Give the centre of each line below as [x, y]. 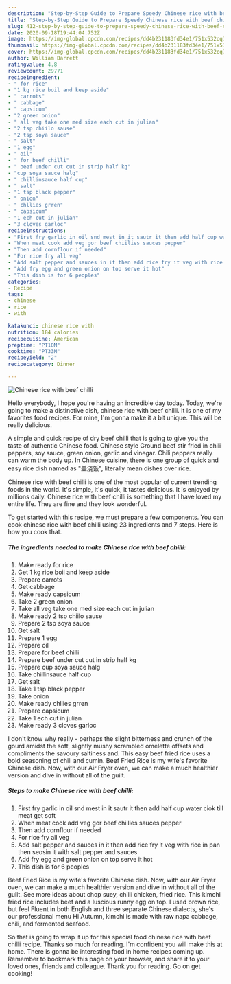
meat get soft [37, 815]
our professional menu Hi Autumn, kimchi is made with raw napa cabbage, [113, 916]
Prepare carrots [40, 579]
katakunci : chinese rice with [51, 326]
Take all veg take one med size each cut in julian [86, 608]
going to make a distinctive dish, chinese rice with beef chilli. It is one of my [114, 410]
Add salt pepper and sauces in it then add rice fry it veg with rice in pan [119, 845]
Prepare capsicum [44, 711]
